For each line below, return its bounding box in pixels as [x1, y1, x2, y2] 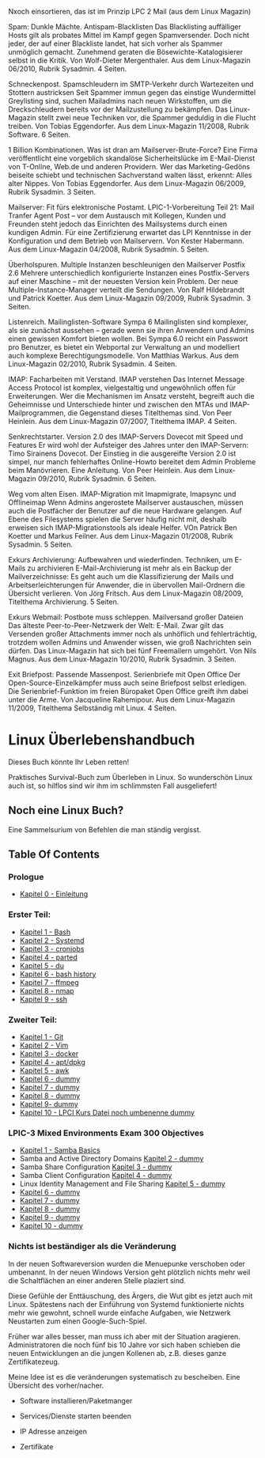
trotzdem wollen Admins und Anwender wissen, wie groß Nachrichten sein [8, 638, 252, 647]
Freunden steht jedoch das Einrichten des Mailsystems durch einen [8, 219, 228, 229]
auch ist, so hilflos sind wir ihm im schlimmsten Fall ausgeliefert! [8, 781, 218, 790]
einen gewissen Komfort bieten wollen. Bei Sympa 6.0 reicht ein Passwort [8, 334, 248, 343]
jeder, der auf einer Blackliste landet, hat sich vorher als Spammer [8, 39, 223, 48]
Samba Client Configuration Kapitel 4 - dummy [19, 1171, 172, 1180]
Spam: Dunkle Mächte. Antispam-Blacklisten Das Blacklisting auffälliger [8, 22, 241, 31]
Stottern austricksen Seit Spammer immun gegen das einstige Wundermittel [8, 88, 256, 97]
